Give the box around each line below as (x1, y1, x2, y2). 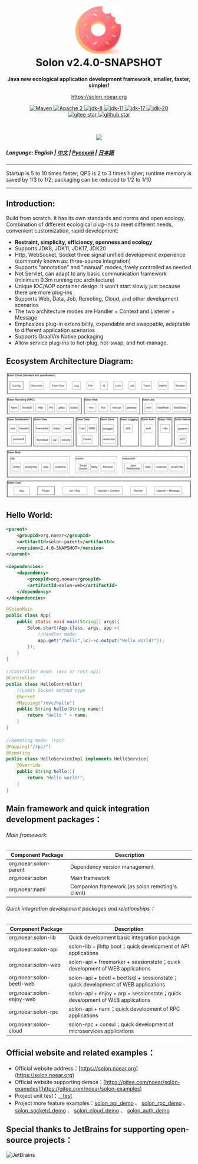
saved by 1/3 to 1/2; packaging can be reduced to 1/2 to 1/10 (6, 176, 151, 183)
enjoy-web (8, 996, 36, 1003)
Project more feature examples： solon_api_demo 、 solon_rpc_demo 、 (14, 1099, 189, 1107)
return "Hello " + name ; (27, 712, 88, 718)
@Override (16, 762, 41, 769)
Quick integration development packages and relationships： (6, 905, 155, 912)
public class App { (6, 612, 51, 618)
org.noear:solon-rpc (8, 1008, 59, 1015)
